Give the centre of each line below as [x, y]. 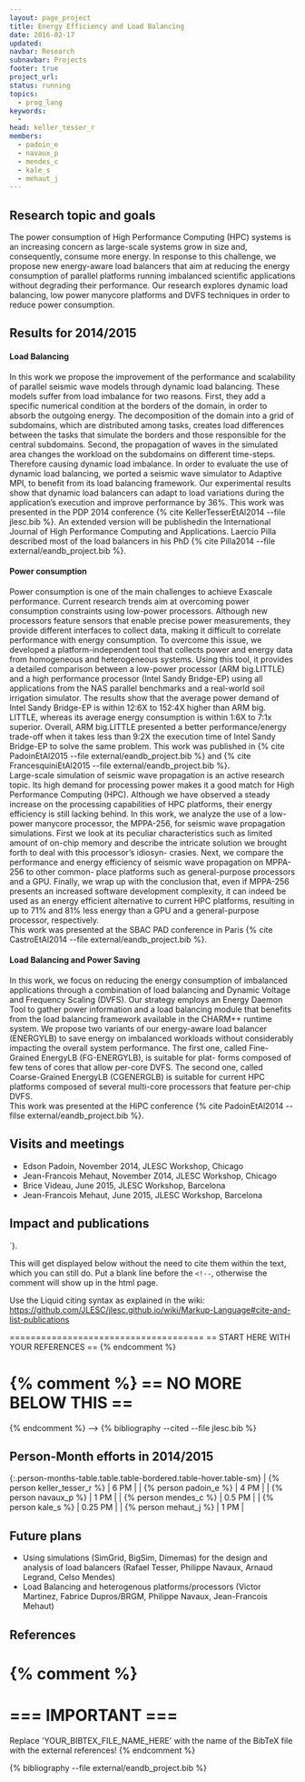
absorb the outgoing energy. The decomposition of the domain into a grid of [152, 415]
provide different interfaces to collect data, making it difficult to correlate [145, 630]
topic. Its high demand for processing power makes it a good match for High [152, 785]
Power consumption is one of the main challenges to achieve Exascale [141, 591]
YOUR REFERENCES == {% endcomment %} [93, 1347]
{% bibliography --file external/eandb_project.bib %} [108, 1767]
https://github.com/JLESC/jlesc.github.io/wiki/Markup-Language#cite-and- [150, 1309]
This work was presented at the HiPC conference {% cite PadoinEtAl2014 [147, 1106]
